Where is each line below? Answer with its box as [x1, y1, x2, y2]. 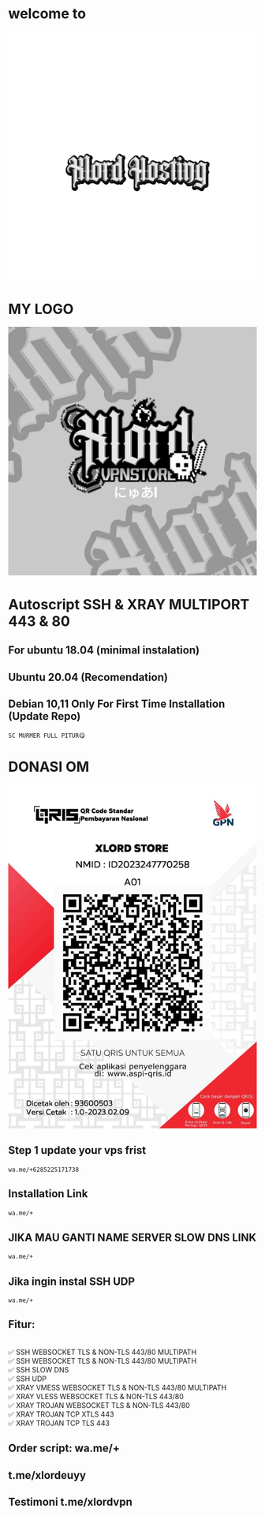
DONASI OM [8, 758, 90, 776]
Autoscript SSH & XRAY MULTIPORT [8, 596, 250, 614]
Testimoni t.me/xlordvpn [8, 1495, 132, 1508]
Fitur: [8, 1318, 35, 1331]
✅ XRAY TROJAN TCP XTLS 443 [8, 1409, 114, 1419]
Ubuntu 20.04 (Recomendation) [8, 670, 168, 683]
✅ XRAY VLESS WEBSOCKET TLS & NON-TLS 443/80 [8, 1391, 184, 1401]
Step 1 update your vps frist [8, 1144, 147, 1157]
